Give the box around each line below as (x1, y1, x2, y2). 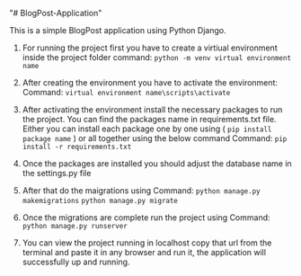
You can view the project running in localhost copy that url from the (22, 237, 272, 248)
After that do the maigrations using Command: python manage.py (22, 185, 261, 196)
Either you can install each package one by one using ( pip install (22, 123, 272, 134)
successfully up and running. (22, 256, 130, 267)
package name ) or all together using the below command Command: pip (22, 133, 288, 143)
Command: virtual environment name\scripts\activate (22, 87, 231, 97)
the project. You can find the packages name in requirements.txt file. (22, 114, 277, 124)
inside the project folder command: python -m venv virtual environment (22, 52, 292, 62)
